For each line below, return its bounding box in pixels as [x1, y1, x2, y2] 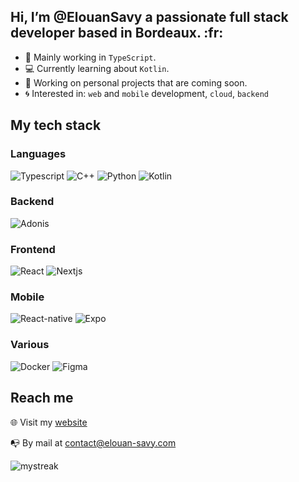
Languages [10, 147, 67, 161]
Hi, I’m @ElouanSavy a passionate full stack [10, 9, 289, 26]
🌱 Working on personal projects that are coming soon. [24, 76, 248, 89]
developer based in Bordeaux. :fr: [10, 25, 224, 42]
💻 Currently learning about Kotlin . [24, 62, 170, 74]
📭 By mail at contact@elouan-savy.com [10, 436, 177, 449]
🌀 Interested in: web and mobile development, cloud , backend [24, 87, 270, 99]
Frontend [10, 242, 56, 256]
